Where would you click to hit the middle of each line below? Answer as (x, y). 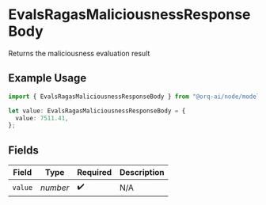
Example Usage (47, 78)
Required (94, 173)
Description (142, 173)
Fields (24, 150)
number (55, 188)
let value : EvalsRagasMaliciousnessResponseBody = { (97, 111)
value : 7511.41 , (42, 118)
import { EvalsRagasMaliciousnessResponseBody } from (99, 97)
